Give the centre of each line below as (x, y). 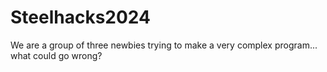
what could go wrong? (56, 55)
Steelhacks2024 (80, 17)
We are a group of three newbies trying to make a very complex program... (164, 45)
